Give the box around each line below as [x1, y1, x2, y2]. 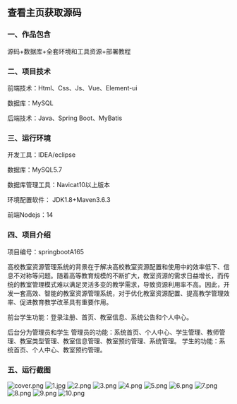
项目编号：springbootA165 [7, 247, 85, 256]
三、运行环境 [7, 133, 51, 143]
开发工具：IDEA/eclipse [7, 150, 76, 159]
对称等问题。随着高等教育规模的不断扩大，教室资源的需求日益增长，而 [19, 271, 224, 280]
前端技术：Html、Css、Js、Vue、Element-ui [7, 83, 138, 92]
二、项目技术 [7, 66, 51, 76]
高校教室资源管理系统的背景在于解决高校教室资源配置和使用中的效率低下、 [7, 262, 224, 271]
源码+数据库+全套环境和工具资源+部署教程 [7, 47, 131, 55]
